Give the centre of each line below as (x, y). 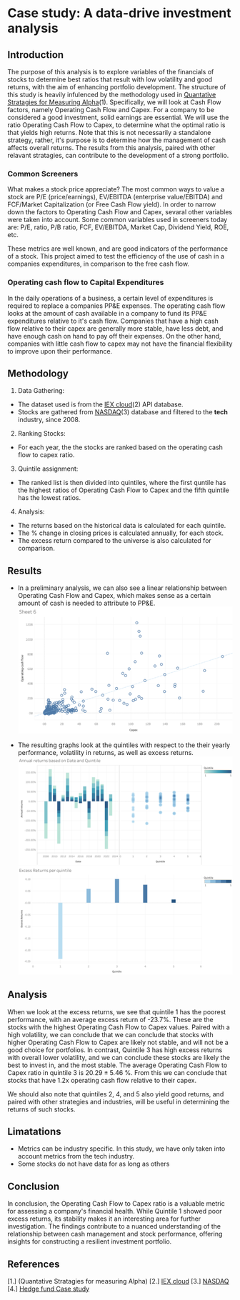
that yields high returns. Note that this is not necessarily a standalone (109, 132)
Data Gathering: (41, 391)
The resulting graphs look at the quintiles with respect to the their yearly (124, 745)
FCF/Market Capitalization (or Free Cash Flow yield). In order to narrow (112, 204)
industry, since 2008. (49, 420)
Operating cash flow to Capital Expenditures (86, 282)
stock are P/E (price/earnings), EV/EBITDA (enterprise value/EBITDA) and (115, 197)
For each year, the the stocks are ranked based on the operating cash (120, 447)
